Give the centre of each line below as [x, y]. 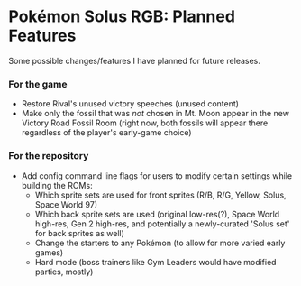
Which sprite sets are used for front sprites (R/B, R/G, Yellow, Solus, [160, 195]
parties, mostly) [64, 272]
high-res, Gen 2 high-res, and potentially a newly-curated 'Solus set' [162, 224]
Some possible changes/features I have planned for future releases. [134, 60]
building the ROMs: [57, 185]
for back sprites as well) [80, 233]
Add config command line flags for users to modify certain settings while [157, 175]
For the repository [49, 156]
